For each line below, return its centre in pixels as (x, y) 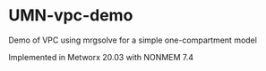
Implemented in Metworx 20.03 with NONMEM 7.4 (101, 57)
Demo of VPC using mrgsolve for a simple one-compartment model (133, 40)
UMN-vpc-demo (71, 16)
